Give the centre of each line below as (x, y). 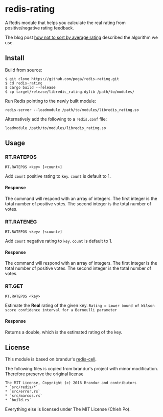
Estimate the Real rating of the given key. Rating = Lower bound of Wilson (80, 306)
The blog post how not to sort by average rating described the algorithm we (81, 37)
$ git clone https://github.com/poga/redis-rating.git (62, 79)
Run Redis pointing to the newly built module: (51, 101)
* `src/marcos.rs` (24, 396)
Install (15, 58)
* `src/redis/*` (22, 387)
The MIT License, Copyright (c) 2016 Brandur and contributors (71, 383)
